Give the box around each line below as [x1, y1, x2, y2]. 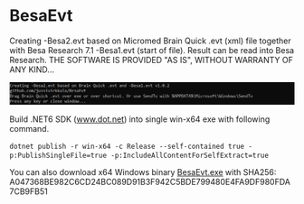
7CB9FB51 [9, 186, 48, 197]
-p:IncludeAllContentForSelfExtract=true [109, 151, 270, 160]
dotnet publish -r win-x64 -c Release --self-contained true [9, 142, 245, 151]
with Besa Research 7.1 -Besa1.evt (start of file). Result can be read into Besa [9, 44, 295, 55]
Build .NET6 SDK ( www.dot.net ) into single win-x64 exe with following [9, 114, 271, 125]
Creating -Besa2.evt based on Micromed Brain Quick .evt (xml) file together [9, 35, 291, 46]
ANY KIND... [9, 64, 54, 75]
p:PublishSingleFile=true [9, 151, 107, 160]
